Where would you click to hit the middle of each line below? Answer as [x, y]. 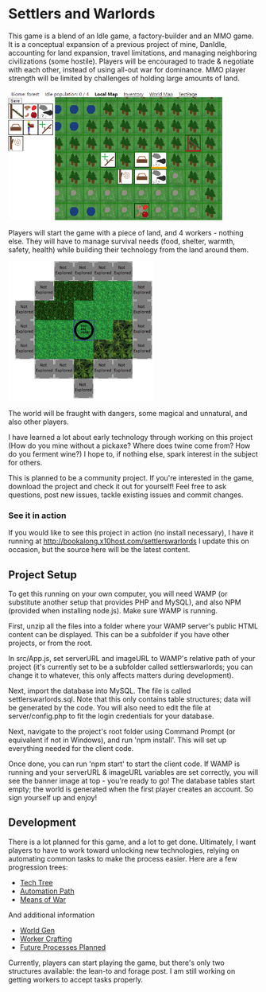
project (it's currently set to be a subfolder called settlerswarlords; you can [131, 667]
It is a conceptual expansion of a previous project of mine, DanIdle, [118, 44]
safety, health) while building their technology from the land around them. [129, 249]
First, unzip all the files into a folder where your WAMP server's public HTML [133, 626]
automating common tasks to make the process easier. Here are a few [123, 858]
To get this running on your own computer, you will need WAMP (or [118, 594]
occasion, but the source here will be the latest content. [99, 550]
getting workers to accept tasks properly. [76, 979]
